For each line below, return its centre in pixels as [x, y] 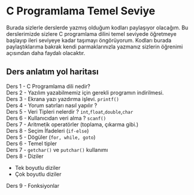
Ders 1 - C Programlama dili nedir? [48, 86]
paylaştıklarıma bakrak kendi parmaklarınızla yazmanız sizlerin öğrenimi [95, 47]
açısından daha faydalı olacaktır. [46, 53]
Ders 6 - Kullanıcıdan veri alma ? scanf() [56, 118]
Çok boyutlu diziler [38, 174]
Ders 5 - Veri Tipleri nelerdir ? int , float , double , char [70, 111]
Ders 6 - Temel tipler [32, 143]
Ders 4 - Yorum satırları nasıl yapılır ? [52, 105]
